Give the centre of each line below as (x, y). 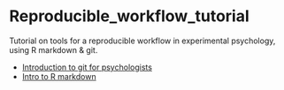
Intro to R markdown (59, 76)
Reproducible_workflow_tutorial (129, 16)
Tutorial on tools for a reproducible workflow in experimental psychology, (142, 41)
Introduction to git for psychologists (87, 67)
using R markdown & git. (54, 49)
